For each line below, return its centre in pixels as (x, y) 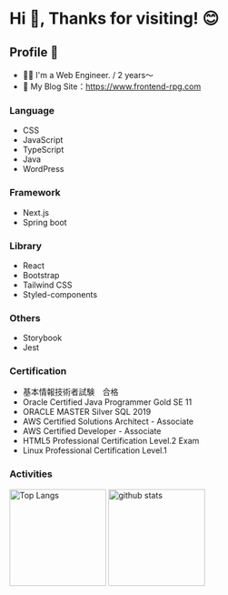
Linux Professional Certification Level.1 (95, 450)
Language (32, 110)
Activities (31, 474)
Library (26, 246)
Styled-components (60, 294)
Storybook (42, 338)
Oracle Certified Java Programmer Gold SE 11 (107, 402)
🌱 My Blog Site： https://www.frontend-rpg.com (112, 86)
